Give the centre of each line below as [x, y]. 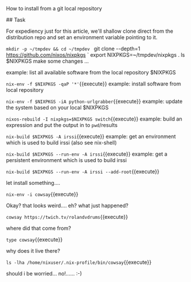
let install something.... [33, 183]
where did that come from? [39, 228]
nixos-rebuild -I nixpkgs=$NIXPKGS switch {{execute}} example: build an [94, 119]
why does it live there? [33, 251]
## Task [16, 20]
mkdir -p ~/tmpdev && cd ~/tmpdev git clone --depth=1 [73, 49]
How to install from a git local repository [54, 8]
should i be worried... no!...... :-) [44, 274]
